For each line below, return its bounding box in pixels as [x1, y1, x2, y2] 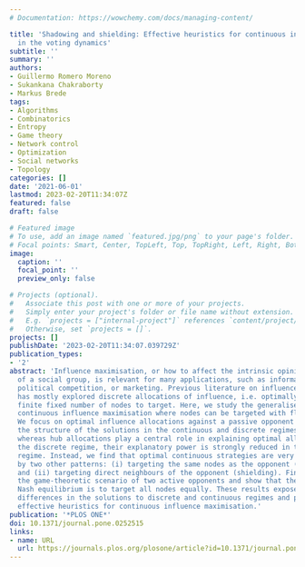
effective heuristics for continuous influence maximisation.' [17, 502, 261, 511]
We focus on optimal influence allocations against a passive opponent [17, 417, 295, 427]
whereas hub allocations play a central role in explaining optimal [17, 434, 282, 443]
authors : [9, 64, 43, 73]
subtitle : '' [9, 46, 59, 55]
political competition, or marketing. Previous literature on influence [17, 383, 299, 393]
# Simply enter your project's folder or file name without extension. [9, 307, 295, 316]
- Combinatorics [9, 114, 71, 124]
